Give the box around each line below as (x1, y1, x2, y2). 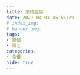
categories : (6, 48, 36, 54)
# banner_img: (6, 25, 42, 32)
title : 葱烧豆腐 (6, 8, 44, 15)
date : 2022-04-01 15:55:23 (6, 15, 75, 21)
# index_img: (6, 20, 39, 26)
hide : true (6, 59, 34, 65)
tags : (6, 31, 20, 37)
